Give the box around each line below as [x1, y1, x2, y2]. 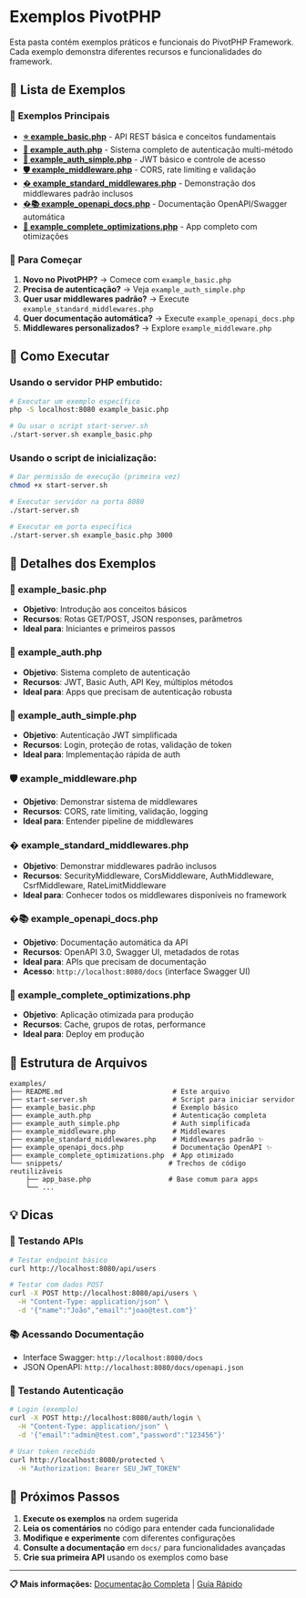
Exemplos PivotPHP [9, 6, 162, 27]
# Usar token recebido [9, 1447, 96, 1456]
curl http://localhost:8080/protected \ [9, 1455, 166, 1464]
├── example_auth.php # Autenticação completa [9, 1111, 267, 1120]
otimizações [22, 230, 69, 241]
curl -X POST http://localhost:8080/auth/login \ [9, 1414, 202, 1423]
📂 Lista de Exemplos [9, 82, 126, 97]
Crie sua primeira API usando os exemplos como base [22, 1552, 229, 1563]
